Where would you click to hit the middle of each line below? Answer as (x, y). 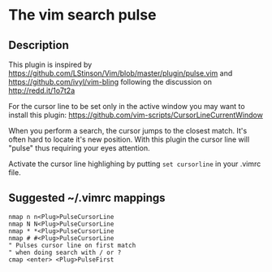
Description (39, 45)
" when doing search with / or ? (65, 252)
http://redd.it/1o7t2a (42, 90)
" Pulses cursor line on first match (72, 245)
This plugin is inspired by (50, 64)
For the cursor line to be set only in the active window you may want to (127, 106)
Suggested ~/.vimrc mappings (87, 198)
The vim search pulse (82, 15)
